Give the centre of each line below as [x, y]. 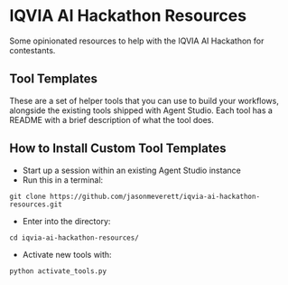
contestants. [33, 50]
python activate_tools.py [58, 271]
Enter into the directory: [66, 221]
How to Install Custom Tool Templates [118, 149]
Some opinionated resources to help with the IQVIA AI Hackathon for [137, 41]
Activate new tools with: [67, 254]
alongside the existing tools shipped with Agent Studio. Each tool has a [141, 110]
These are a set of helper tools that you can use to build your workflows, [144, 100]
